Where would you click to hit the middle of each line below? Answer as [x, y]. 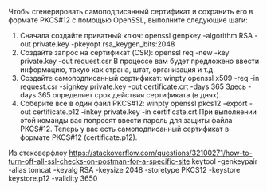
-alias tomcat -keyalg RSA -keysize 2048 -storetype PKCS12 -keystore [124, 170]
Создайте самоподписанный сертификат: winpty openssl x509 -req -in [139, 78]
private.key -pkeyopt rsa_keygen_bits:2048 [104, 44]
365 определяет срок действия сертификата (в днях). [130, 95]
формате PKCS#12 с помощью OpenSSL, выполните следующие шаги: [128, 20]
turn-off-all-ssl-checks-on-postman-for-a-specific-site [99, 161]
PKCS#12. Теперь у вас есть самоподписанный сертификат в [124, 129]
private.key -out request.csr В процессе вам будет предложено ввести [139, 61]
